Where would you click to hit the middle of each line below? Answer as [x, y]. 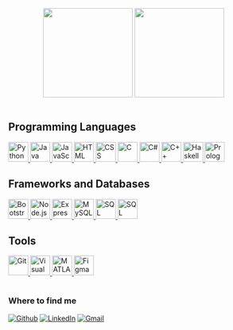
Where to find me [43, 301]
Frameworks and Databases [79, 184]
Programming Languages [72, 127]
